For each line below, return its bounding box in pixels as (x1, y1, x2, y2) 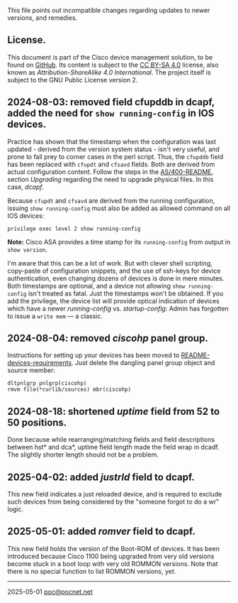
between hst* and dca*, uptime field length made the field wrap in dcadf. (7, 443, 220, 452)
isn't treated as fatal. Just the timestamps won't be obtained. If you (28, 289, 224, 298)
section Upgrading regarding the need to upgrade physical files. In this (7, 175, 214, 183)
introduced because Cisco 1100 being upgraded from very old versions (7, 552, 215, 560)
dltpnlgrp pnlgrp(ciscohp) (7, 380, 87, 387)
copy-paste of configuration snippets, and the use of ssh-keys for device (7, 266, 221, 275)
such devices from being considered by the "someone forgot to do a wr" (7, 497, 220, 506)
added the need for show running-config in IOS (7, 107, 215, 119)
